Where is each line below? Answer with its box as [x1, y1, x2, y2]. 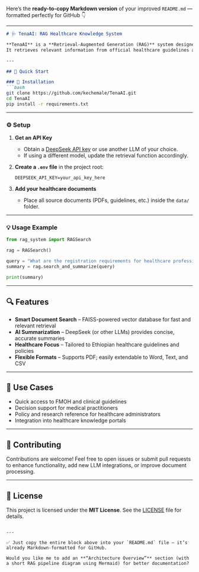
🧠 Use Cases [6, 382, 54, 393]
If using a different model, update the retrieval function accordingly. [23, 152, 188, 159]
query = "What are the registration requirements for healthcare [6, 258, 171, 264]
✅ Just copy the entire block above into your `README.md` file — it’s [6, 539, 188, 545]
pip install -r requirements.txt [6, 101, 89, 107]
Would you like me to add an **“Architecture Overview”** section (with [6, 555, 190, 561]
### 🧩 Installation [6, 79, 54, 85]
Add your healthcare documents [14, 185, 97, 192]
